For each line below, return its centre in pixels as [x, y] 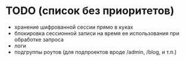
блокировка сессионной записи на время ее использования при [97, 33]
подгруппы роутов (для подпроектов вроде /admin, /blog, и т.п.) [95, 52]
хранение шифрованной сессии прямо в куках [73, 27]
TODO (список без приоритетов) [90, 11]
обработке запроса [39, 39]
